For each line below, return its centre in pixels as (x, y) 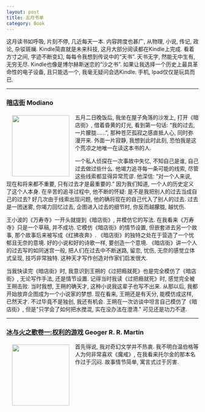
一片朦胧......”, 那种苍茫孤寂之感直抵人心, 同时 (132, 133)
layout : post (23, 12)
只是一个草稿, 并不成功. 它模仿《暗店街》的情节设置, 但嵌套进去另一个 (104, 227)
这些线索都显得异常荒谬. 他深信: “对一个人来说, (134, 176)
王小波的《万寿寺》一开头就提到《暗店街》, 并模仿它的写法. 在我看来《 (95, 219)
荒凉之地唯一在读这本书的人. (116, 148)
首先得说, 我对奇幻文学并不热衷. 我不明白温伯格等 (137, 347)
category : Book (26, 23)
